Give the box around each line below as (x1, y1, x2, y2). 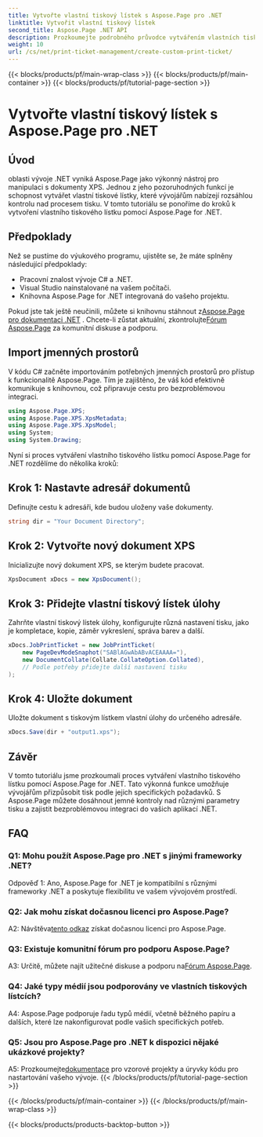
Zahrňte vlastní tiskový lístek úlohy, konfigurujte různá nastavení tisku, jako (8, 618, 250, 627)
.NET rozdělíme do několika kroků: (8, 459, 119, 468)
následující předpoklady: (8, 259, 88, 269)
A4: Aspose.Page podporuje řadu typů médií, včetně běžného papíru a (8, 1008, 236, 1018)
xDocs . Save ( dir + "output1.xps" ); (8, 728, 121, 737)
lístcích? (8, 991, 41, 1002)
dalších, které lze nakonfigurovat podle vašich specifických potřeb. (8, 1017, 225, 1026)
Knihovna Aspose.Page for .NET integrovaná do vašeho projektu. (19, 291, 229, 301)
